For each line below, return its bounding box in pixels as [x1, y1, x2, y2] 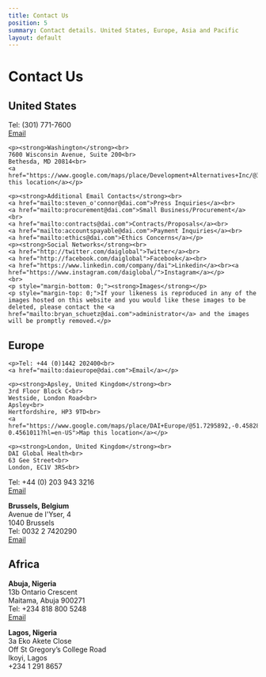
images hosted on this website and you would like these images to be [8, 296, 246, 305]
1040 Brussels [8, 518, 55, 527]
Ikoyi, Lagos [8, 652, 47, 662]
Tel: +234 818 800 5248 [8, 603, 87, 614]
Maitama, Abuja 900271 [8, 595, 85, 605]
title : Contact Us [8, 11, 69, 20]
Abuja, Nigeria [8, 579, 57, 588]
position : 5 [8, 19, 47, 27]
